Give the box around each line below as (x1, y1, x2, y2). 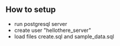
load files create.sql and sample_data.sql (14, 32, 114, 40)
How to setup (5, 5, 56, 15)
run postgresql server (14, 20, 68, 27)
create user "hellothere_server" (14, 27, 91, 34)
